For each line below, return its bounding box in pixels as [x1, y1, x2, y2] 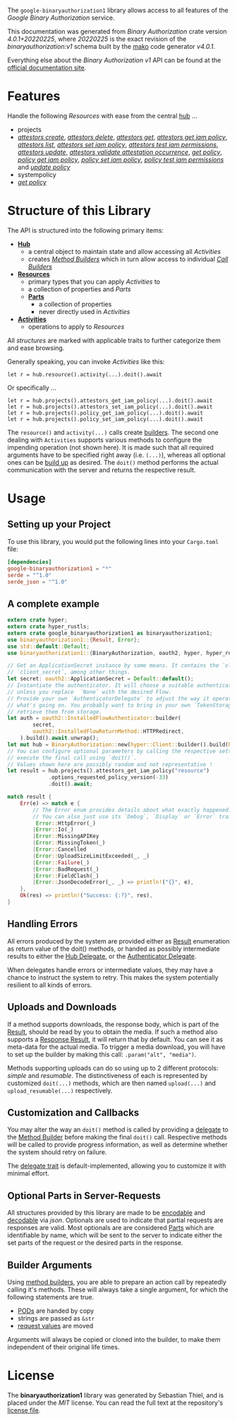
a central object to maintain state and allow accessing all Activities [28, 247, 221, 255]
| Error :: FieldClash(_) [32, 872, 99, 879]
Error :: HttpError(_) [35, 820, 97, 827]
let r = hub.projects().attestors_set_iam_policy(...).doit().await [7, 403, 213, 410]
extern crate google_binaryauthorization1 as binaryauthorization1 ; [7, 630, 213, 637]
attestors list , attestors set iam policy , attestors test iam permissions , [17, 140, 219, 149]
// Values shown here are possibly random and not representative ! [7, 760, 213, 768]
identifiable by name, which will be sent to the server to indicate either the [7, 1231, 222, 1240]
